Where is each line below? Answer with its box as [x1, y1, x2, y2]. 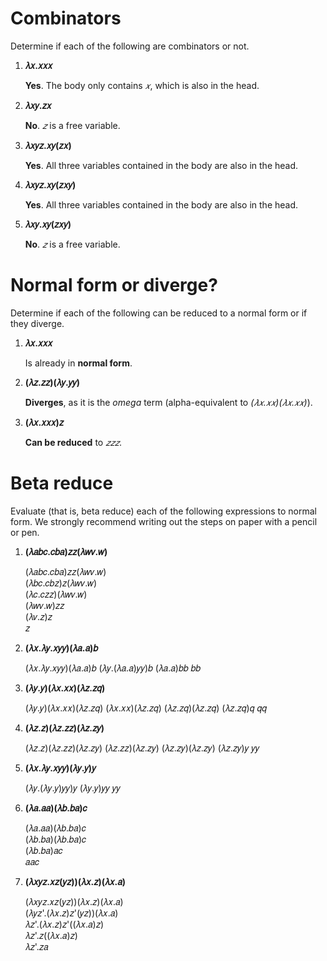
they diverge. [10, 317, 65, 329]
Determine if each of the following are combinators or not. [10, 40, 250, 52]
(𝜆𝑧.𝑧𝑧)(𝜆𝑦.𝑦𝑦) [24, 376, 81, 388]
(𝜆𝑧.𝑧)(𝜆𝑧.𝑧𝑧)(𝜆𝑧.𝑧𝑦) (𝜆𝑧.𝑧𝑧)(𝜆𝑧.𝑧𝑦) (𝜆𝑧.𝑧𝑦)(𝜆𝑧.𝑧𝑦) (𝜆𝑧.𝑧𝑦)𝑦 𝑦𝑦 [24, 742, 260, 754]
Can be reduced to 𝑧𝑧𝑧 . [24, 436, 123, 448]
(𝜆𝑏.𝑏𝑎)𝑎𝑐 [24, 844, 63, 856]
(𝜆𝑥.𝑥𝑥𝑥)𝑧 [24, 416, 65, 428]
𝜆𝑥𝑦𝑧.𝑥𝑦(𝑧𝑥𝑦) [24, 178, 77, 191]
